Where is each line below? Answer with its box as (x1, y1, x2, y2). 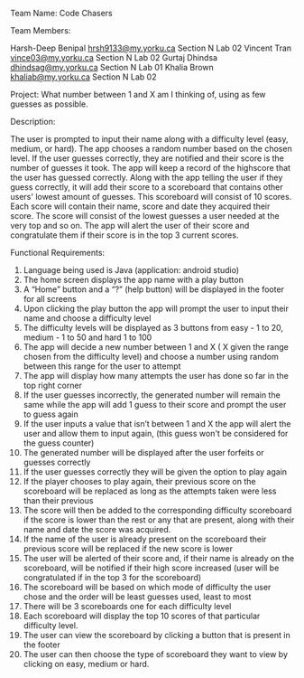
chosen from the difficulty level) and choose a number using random (23, 352, 279, 362)
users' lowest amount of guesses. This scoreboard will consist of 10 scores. (10, 192, 292, 202)
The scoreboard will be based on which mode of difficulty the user (23, 582, 272, 592)
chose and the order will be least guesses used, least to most (23, 591, 252, 602)
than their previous (23, 495, 94, 505)
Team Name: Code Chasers (10, 8, 113, 18)
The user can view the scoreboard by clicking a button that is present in (23, 630, 291, 640)
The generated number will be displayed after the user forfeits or (23, 447, 264, 457)
